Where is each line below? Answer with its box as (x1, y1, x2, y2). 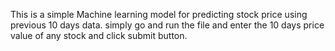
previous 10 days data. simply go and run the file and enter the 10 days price (10, 19, 325, 31)
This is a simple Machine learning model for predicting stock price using (10, 9, 308, 20)
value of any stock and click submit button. (10, 30, 188, 41)
